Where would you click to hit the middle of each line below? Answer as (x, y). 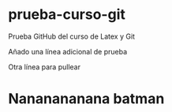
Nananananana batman (86, 99)
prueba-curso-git (67, 15)
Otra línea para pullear (45, 67)
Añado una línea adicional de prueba (68, 51)
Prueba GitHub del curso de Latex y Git (72, 36)
